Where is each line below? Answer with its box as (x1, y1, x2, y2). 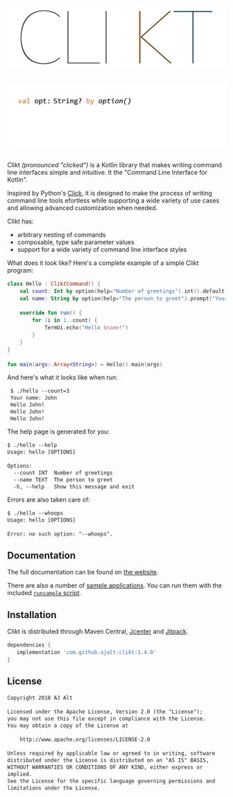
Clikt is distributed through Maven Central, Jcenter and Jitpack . (7, 627, 189, 636)
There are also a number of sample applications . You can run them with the (7, 581, 222, 590)
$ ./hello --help (7, 442, 58, 449)
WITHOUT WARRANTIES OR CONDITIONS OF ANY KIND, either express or (7, 764, 203, 771)
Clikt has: (7, 217, 34, 225)
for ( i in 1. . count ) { (32, 317, 98, 324)
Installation (7, 609, 57, 621)
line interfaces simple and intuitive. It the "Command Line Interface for (7, 168, 208, 176)
